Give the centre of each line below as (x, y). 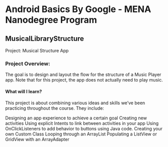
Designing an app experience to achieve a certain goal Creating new (76, 118)
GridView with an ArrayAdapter (37, 139)
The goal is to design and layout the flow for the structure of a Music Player (83, 75)
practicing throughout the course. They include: (55, 108)
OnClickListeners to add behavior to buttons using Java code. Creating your (84, 128)
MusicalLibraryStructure (45, 39)
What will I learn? (24, 91)
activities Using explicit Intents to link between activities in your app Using (82, 123)
